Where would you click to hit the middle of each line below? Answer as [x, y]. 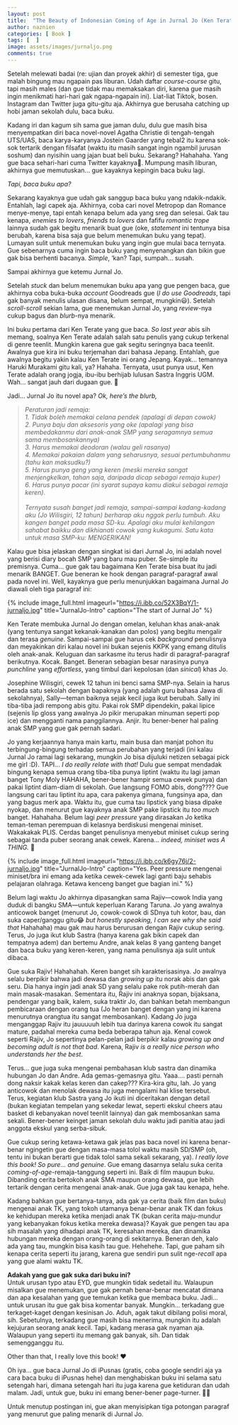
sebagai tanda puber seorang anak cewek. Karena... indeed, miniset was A [116, 839]
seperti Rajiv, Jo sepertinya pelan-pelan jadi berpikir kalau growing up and [116, 1039]
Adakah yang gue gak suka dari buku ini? [69, 1275]
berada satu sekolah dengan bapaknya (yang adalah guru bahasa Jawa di [115, 690]
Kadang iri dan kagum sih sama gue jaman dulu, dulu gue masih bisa [107, 125]
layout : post [27, 14]
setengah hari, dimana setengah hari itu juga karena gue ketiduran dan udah [119, 1385]
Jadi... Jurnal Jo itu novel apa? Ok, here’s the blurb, [82, 396]
